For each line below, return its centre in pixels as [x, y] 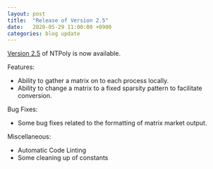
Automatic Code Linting [52, 150]
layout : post [26, 14]
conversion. [35, 96]
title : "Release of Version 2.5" [58, 20]
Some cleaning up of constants [63, 158]
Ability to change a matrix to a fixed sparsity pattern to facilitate [110, 88]
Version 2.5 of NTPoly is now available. [64, 54]
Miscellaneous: [29, 137]
